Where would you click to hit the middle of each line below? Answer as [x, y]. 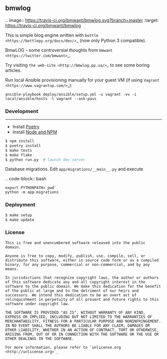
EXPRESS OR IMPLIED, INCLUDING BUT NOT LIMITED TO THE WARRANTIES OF [79, 317]
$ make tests [19, 150]
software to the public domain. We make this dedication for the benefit [83, 286]
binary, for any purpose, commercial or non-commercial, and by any [78, 264]
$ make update [20, 220]
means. [12, 269]
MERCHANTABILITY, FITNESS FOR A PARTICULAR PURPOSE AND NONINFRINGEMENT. [83, 321]
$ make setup [19, 215]
